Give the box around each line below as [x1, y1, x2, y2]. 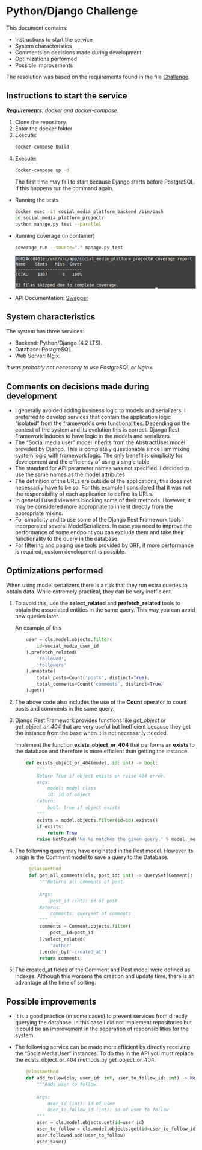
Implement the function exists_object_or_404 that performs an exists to [14, 741, 195, 748]
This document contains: [6, 24, 68, 31]
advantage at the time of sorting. [14, 979, 96, 986]
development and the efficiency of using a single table [14, 458, 150, 465]
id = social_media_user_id [37, 643, 99, 649]
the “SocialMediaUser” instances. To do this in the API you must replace [14, 1050, 194, 1057]
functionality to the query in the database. [14, 535, 119, 543]
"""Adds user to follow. [37, 1081, 99, 1087]
